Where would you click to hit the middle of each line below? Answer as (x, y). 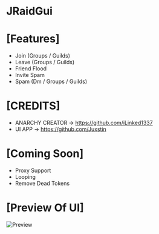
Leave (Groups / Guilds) (45, 62)
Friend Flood (31, 69)
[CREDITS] (33, 106)
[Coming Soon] (45, 154)
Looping (25, 177)
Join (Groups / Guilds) (43, 56)
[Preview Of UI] (45, 208)
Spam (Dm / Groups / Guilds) (51, 82)
